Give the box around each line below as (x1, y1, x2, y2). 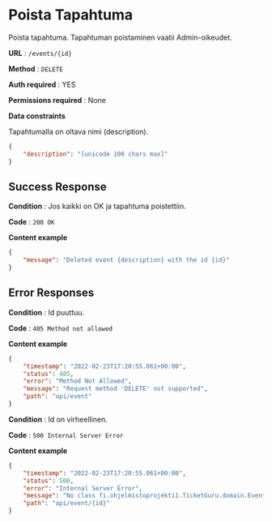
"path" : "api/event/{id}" (23, 499, 111, 507)
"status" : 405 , (23, 370, 74, 378)
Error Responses (8, 286, 95, 300)
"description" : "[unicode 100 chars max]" (23, 150, 168, 158)
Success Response (8, 180, 107, 194)
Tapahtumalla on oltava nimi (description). (8, 126, 149, 136)
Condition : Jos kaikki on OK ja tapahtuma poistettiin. (8, 201, 186, 212)
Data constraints (8, 111, 66, 121)
